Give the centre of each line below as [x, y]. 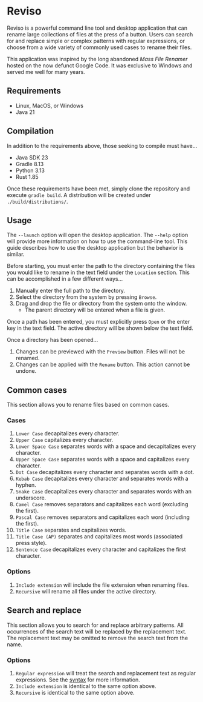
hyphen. [26, 485]
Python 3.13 [30, 170]
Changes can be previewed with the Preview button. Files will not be [100, 352]
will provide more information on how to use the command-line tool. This [97, 241]
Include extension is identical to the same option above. [86, 686]
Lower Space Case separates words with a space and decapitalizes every [106, 446]
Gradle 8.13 [30, 164]
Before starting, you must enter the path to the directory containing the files [101, 266]
